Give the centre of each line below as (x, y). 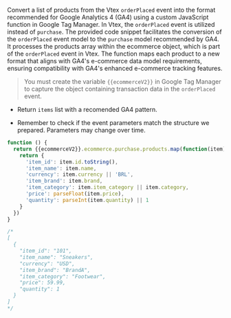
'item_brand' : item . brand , (64, 181)
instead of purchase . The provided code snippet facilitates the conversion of (114, 32)
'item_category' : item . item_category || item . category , (107, 188)
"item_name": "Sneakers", (57, 257)
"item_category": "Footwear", (63, 276)
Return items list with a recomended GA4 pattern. (87, 110)
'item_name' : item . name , (61, 168)
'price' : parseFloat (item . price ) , (75, 194)
